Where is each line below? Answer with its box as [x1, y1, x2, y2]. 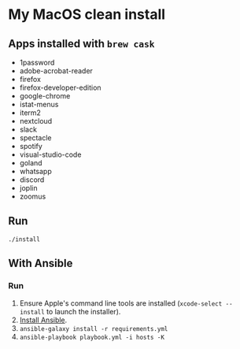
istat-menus [19, 100, 59, 109]
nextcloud [19, 117, 53, 125]
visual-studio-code [19, 150, 82, 159]
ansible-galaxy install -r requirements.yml [19, 325, 168, 332]
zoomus [19, 191, 46, 201]
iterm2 [19, 108, 42, 117]
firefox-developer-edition [19, 83, 102, 92]
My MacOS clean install [8, 6, 166, 24]
